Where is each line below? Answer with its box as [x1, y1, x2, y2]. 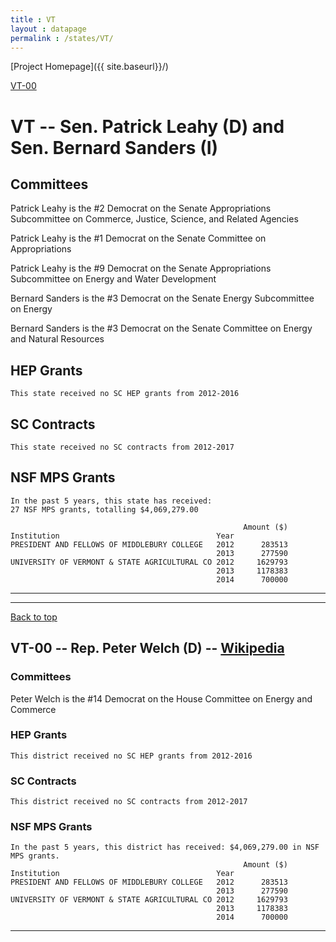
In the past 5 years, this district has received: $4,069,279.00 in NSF [10, 842, 320, 853]
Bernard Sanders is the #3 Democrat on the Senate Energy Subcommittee [10, 292, 315, 305]
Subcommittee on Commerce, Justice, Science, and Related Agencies [10, 213, 299, 225]
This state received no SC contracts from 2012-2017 [10, 442, 235, 452]
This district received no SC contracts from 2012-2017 [10, 797, 248, 807]
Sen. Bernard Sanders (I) [10, 136, 219, 159]
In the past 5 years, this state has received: [10, 496, 213, 506]
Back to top [10, 611, 58, 623]
